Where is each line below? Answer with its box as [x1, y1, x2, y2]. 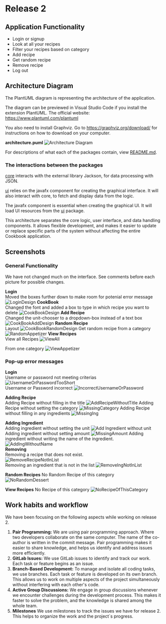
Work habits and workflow [5, 501, 88, 510]
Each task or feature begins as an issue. [12, 561, 94, 567]
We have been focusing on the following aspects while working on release [5, 514, 157, 520]
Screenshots [5, 247, 46, 256]
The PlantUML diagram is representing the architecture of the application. [5, 95, 156, 101]
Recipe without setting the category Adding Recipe [5, 405, 150, 411]
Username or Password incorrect [5, 385, 73, 391]
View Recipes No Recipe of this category [5, 487, 90, 493]
